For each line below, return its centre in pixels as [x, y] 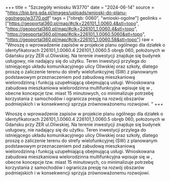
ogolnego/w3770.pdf [27, 18]
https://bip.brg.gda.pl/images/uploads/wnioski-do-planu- [67, 13]
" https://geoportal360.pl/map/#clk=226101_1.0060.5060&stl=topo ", [75, 34]
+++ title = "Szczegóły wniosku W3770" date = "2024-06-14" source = [80, 7]
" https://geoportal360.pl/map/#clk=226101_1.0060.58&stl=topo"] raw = [79, 39]
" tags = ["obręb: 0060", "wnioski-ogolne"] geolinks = [105, 18]
